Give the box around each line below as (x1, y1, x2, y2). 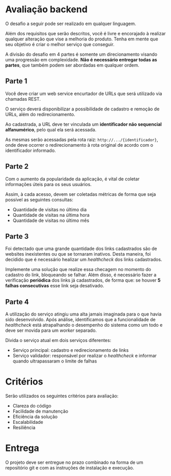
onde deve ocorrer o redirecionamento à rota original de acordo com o (5, 142, 154, 148)
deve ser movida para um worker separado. (5, 327, 97, 333)
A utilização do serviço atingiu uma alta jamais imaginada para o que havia (5, 311, 162, 318)
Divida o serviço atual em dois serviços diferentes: (5, 337, 111, 344)
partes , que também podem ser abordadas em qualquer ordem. (5, 62, 139, 68)
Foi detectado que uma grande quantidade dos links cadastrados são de (5, 245, 157, 252)
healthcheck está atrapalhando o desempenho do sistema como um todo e (5, 322, 163, 328)
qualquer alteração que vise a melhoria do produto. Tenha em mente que (5, 36, 159, 42)
